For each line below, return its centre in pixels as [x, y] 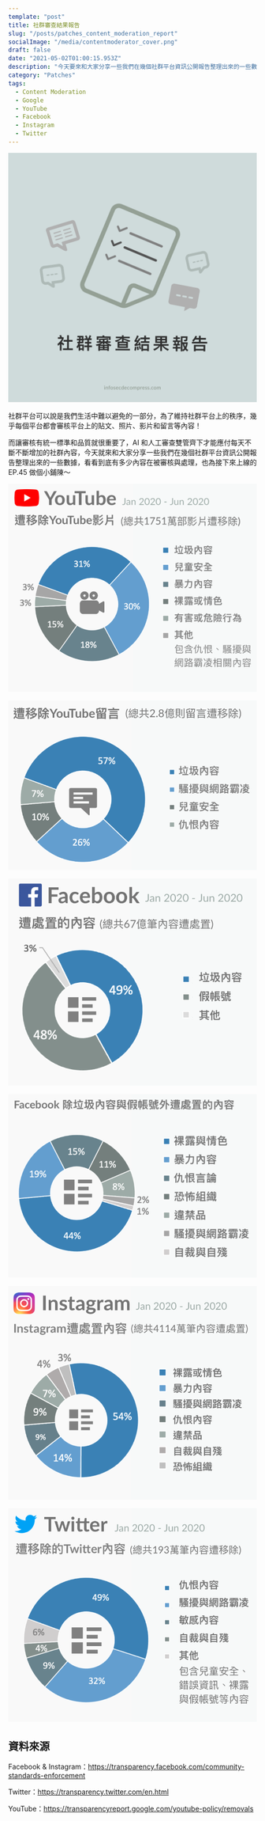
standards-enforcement [47, 1776]
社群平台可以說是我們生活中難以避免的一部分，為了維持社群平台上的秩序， [129, 415]
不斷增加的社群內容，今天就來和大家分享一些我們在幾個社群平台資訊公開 [132, 452]
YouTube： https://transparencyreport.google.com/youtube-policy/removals [131, 1809]
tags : [17, 83]
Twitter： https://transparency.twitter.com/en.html [89, 1792]
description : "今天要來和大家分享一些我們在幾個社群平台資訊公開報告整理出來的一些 [130, 67]
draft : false [30, 50]
